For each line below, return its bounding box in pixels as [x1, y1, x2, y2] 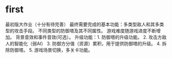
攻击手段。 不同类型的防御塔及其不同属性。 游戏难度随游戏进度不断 [14, 27, 157, 34]
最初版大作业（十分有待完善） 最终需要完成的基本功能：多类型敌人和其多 [5, 21, 160, 27]
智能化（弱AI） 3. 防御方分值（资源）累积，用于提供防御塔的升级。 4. [14, 40, 161, 47]
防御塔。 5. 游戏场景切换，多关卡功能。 [9, 47, 93, 53]
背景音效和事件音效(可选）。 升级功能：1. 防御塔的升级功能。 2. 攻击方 [15, 34, 163, 40]
